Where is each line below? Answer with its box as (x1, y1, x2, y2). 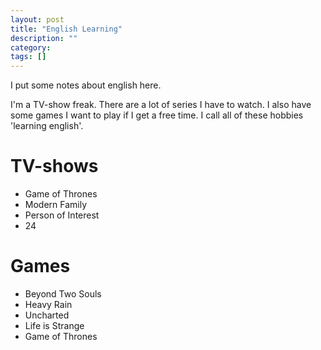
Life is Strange (24, 320, 85, 331)
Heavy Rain (24, 299, 73, 310)
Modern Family (24, 199, 88, 211)
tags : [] (10, 52, 47, 62)
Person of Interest (24, 209, 100, 221)
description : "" (10, 33, 78, 43)
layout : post (10, 14, 65, 25)
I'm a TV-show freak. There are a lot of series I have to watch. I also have (10, 99, 312, 111)
